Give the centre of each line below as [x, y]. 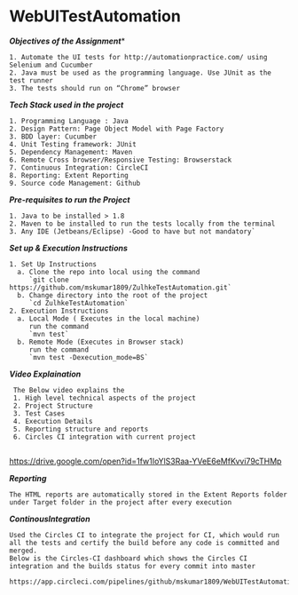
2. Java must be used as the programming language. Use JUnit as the [141, 73]
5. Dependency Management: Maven [71, 152]
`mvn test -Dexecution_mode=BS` [89, 357]
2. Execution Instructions [59, 311]
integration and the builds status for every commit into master [132, 566]
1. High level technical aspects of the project [105, 398]
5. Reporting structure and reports [81, 429]
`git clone [49, 280]
